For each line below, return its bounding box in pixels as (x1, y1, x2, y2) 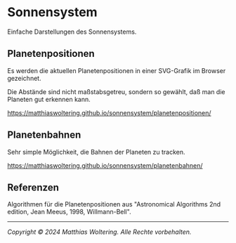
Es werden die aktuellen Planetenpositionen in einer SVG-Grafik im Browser (7, 66, 226, 74)
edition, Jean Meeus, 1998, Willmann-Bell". (7, 208, 131, 216)
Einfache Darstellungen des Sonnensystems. (7, 27, 137, 36)
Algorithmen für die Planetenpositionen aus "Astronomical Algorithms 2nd (7, 200, 221, 209)
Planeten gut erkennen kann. (7, 95, 91, 103)
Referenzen (7, 181, 60, 193)
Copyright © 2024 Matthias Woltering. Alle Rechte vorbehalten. (7, 228, 192, 236)
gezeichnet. (7, 74, 41, 82)
